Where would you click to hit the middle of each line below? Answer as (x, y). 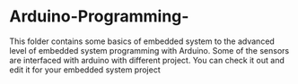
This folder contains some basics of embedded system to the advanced (142, 41)
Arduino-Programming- (99, 17)
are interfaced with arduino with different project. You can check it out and (147, 60)
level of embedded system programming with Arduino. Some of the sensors (149, 50)
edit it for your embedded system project (85, 70)
